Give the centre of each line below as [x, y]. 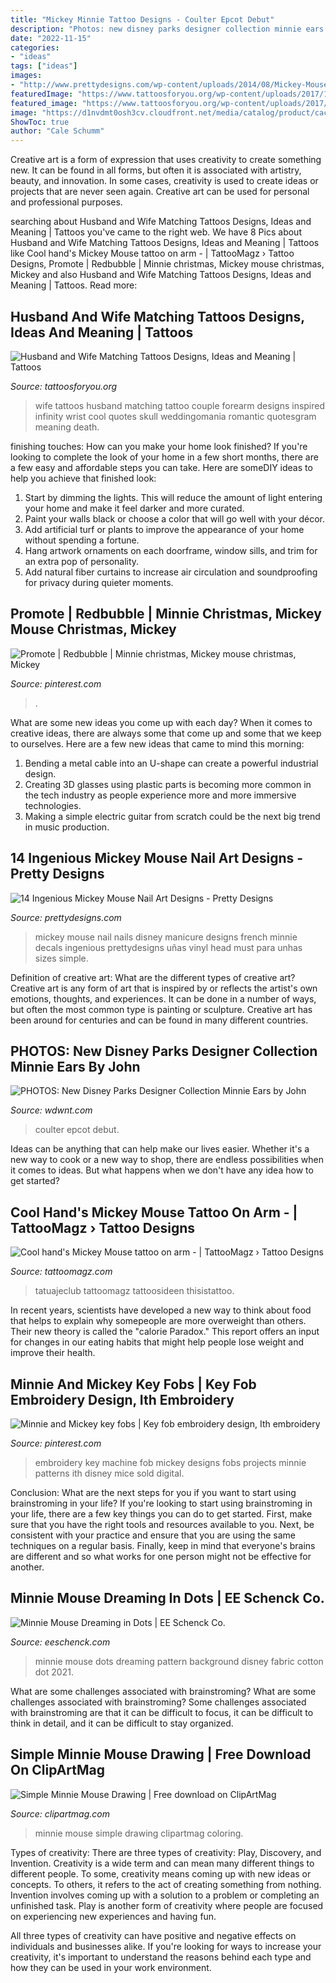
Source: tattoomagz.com [61, 1272]
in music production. [67, 827]
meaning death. [67, 427]
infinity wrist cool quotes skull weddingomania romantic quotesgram [175, 416]
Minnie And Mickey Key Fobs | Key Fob [133, 1384]
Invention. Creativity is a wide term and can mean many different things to [162, 1863]
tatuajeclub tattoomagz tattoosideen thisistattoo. [134, 1291]
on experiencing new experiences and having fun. [113, 1916]
